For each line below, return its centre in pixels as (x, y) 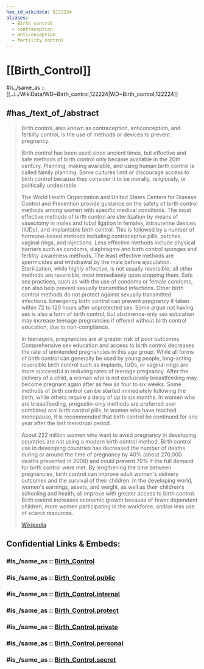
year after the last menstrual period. (66, 423)
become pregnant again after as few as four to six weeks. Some (101, 384)
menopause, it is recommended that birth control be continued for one (109, 417)
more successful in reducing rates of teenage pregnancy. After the (105, 371)
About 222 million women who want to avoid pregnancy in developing (109, 435)
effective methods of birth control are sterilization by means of (100, 216)
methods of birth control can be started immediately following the (104, 390)
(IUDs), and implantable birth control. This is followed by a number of (108, 229)
